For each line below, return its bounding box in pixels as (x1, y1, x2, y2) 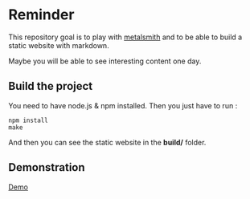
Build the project (8, 79, 93, 93)
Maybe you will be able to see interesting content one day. (8, 56, 202, 66)
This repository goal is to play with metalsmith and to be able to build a (8, 32, 243, 42)
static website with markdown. (8, 40, 110, 50)
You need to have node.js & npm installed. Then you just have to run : (8, 100, 238, 110)
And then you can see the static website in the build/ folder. (8, 137, 207, 147)
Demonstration (8, 160, 86, 174)
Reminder (8, 6, 75, 24)
